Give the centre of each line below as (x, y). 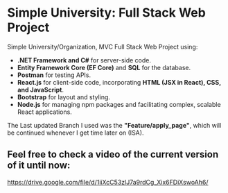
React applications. (45, 112)
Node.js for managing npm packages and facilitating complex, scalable (119, 104)
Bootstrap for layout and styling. (64, 97)
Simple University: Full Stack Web (106, 13)
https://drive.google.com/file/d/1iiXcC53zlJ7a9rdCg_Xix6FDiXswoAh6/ (108, 182)
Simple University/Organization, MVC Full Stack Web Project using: (103, 47)
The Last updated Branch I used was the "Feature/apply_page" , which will (114, 125)
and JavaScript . (41, 90)
